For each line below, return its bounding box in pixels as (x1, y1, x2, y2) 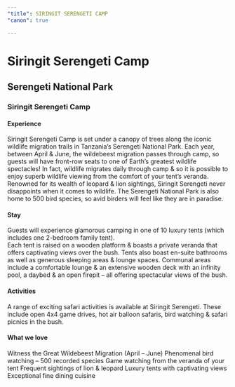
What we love (7, 334, 48, 342)
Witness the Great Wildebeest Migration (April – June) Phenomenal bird (7, 348, 214, 358)
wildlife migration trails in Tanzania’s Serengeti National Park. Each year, (7, 142, 215, 151)
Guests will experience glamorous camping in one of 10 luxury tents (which (7, 226, 224, 235)
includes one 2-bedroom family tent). (7, 233, 115, 242)
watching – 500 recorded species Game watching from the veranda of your (7, 356, 225, 365)
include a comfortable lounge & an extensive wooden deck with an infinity (7, 264, 221, 272)
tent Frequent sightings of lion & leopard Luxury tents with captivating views (7, 364, 227, 372)
